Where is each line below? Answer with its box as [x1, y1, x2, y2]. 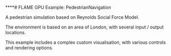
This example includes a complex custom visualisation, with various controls [5, 39, 166, 45]
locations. [5, 30, 26, 35]
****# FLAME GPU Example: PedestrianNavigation [5, 5, 111, 10]
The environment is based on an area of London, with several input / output [5, 24, 164, 30]
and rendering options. [5, 45, 54, 50]
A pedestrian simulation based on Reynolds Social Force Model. [5, 14, 139, 20]
